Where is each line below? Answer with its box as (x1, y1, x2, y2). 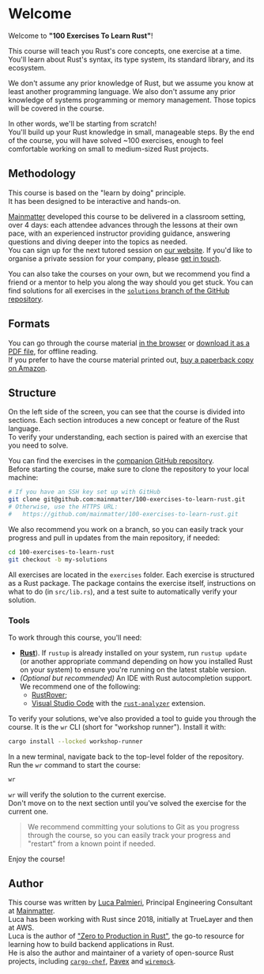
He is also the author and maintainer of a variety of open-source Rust (8, 948, 235, 957)
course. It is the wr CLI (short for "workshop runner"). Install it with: (8, 722, 227, 731)
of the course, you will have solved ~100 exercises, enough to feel (8, 135, 224, 145)
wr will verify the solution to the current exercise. (8, 790, 167, 799)
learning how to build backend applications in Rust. (8, 940, 175, 949)
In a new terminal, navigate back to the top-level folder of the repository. (8, 752, 244, 761)
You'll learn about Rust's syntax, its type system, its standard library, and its (8, 55, 255, 64)
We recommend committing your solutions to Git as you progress (27, 821, 239, 831)
